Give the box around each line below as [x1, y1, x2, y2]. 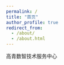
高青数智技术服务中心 [6, 53, 57, 59]
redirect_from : [6, 25, 43, 31]
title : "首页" [6, 14, 39, 20]
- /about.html [11, 36, 45, 42]
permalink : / [6, 8, 38, 15]
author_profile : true [6, 19, 59, 25]
